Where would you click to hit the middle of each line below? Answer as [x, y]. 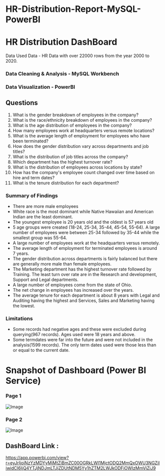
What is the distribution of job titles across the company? [70, 157]
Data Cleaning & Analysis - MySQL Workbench [62, 74]
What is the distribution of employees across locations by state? [77, 167]
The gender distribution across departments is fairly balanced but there [85, 259]
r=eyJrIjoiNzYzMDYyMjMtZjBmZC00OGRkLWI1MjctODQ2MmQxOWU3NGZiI [83, 463]
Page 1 [14, 396]
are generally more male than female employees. [62, 264]
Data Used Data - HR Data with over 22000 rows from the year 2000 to [78, 56]
